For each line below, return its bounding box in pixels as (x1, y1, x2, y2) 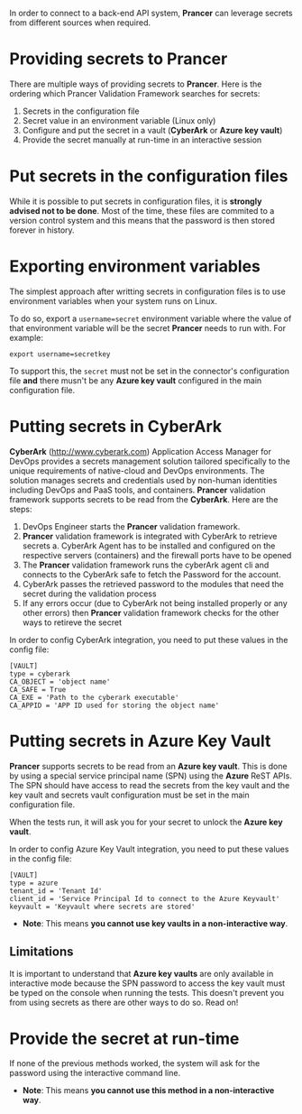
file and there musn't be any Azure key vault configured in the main (9, 374, 262, 386)
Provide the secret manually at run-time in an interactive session (22, 134, 262, 145)
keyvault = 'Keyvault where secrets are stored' (9, 902, 196, 911)
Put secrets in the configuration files (9, 166, 288, 187)
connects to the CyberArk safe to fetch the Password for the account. (22, 568, 281, 580)
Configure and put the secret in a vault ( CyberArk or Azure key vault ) (22, 124, 283, 135)
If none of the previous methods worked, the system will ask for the (9, 1058, 261, 1069)
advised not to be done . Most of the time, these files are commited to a (9, 205, 275, 216)
